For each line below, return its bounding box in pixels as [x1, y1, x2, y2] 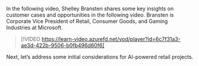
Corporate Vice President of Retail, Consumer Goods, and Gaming [6, 18, 168, 24]
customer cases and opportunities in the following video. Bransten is [6, 11, 174, 18]
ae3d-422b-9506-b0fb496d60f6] [20, 42, 105, 49]
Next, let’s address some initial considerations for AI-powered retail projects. [6, 54, 194, 60]
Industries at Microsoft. [6, 24, 64, 31]
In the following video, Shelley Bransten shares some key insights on [6, 5, 174, 12]
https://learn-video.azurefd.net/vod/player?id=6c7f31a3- [41, 36, 181, 42]
